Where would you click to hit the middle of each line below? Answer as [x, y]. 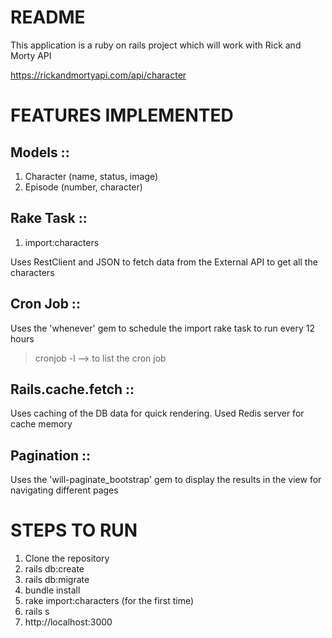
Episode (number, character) [83, 187]
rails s [37, 612]
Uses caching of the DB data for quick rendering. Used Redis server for [157, 413]
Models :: [40, 152]
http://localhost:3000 [68, 622]
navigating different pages [64, 490]
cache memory [41, 424]
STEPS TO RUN [74, 530]
